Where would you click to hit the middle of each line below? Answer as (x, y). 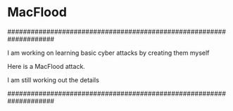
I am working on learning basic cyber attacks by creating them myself (108, 53)
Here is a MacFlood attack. (46, 66)
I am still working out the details (53, 80)
